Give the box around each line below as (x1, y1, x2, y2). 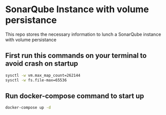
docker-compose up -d (5, 105, 51, 110)
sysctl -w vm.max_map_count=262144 (5, 73, 81, 78)
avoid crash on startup (5, 60, 79, 68)
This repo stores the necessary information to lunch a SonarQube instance (5, 31, 161, 37)
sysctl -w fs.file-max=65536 (5, 77, 67, 82)
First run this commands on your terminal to (5, 51, 147, 60)
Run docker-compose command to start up (5, 92, 145, 100)
